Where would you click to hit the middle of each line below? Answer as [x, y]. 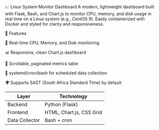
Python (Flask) [61, 104]
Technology [74, 96]
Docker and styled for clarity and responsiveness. [55, 24]
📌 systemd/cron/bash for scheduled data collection [56, 73]
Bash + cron [58, 120]
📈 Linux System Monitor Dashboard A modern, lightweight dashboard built [80, 7]
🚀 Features [16, 33]
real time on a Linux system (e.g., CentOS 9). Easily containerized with [75, 19]
